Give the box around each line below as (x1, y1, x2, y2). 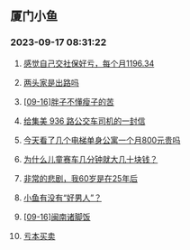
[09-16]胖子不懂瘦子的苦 (23, 96, 115, 106)
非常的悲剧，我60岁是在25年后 (23, 172, 139, 183)
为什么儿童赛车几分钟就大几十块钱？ (23, 153, 158, 164)
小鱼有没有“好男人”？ (23, 192, 103, 203)
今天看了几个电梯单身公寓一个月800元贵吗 (23, 134, 181, 145)
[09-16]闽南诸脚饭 (23, 211, 91, 222)
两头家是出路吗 (23, 77, 79, 88)
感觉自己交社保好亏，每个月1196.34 (23, 58, 155, 69)
